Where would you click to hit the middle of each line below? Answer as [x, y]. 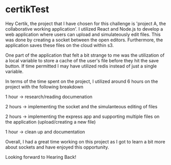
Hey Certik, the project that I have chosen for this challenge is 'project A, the [86, 23]
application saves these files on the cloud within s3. [59, 45]
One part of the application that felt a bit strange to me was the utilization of [85, 55]
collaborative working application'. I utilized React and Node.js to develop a [84, 29]
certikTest [27, 9]
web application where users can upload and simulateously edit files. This [83, 34]
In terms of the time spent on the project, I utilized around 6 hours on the [82, 81]
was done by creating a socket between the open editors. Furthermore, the [84, 40]
